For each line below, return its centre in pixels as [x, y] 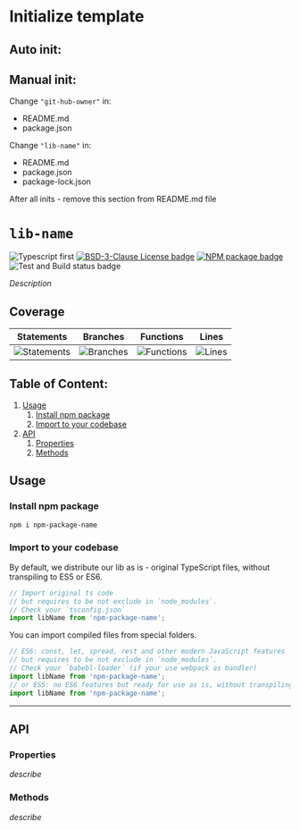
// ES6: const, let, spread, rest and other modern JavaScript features [147, 652]
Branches [104, 337]
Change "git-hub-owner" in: [60, 101]
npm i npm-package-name [54, 525]
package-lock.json [57, 182]
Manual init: [43, 79]
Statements [42, 337]
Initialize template [77, 17]
